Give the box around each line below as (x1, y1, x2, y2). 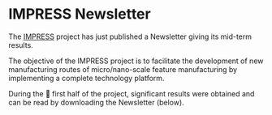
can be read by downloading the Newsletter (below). (8, 97, 184, 107)
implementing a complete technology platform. (8, 73, 165, 83)
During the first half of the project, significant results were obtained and (8, 88, 255, 98)
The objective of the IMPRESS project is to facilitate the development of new (8, 56, 264, 66)
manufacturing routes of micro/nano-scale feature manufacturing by (8, 64, 238, 74)
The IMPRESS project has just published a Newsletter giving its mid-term (8, 32, 253, 41)
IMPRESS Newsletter (8, 5, 152, 23)
